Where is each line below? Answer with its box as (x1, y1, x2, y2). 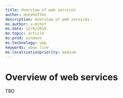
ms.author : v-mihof (5, 21, 47, 27)
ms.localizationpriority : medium (5, 50, 76, 55)
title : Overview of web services (5, 7, 76, 13)
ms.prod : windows (5, 36, 42, 41)
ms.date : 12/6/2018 (5, 26, 47, 31)
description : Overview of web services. (5, 17, 93, 22)
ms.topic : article (5, 31, 44, 36)
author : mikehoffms (5, 12, 47, 17)
